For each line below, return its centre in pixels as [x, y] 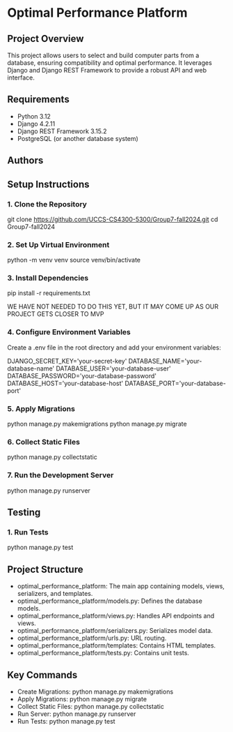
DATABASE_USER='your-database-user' [113, 368]
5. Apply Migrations [41, 408]
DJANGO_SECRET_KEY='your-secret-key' [67, 361]
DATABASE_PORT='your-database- [175, 383]
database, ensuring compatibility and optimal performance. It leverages [110, 63]
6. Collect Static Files [43, 442]
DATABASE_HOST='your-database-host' [65, 383]
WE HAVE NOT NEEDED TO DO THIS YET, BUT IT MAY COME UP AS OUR [113, 307]
